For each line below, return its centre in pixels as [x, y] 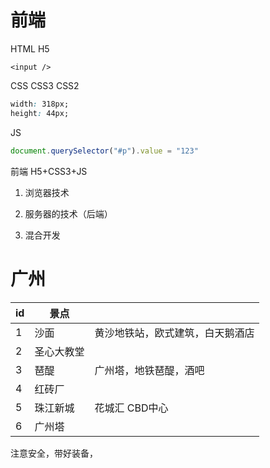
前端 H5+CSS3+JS [49, 171]
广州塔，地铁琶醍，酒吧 [149, 370]
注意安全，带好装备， [54, 453]
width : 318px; [40, 104]
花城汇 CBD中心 [131, 408]
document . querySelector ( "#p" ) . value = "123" [104, 151]
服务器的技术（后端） [68, 213]
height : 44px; [40, 113]
